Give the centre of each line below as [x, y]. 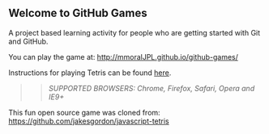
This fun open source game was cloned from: [84, 112]
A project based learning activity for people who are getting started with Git [134, 32]
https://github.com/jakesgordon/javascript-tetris [89, 121]
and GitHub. [28, 41]
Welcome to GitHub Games [78, 13]
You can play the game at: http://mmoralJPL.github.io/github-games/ [124, 57]
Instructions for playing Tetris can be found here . [90, 73]
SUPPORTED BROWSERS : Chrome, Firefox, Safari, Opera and [152, 88]
